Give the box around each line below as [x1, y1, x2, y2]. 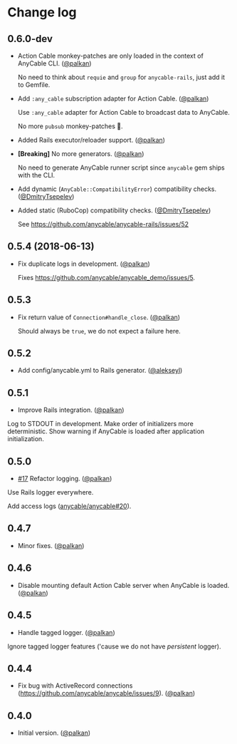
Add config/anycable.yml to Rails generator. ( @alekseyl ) [17, 366, 183, 375]
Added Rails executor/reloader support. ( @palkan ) [17, 136, 166, 144]
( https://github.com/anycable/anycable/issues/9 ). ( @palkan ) [17, 689, 196, 698]
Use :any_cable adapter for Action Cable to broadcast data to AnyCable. [17, 108, 230, 116]
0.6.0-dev [7, 33, 53, 45]
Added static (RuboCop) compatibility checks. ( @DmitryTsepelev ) [17, 206, 211, 215]
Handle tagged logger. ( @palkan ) [17, 628, 115, 636]
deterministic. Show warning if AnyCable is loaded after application [7, 427, 205, 435]
